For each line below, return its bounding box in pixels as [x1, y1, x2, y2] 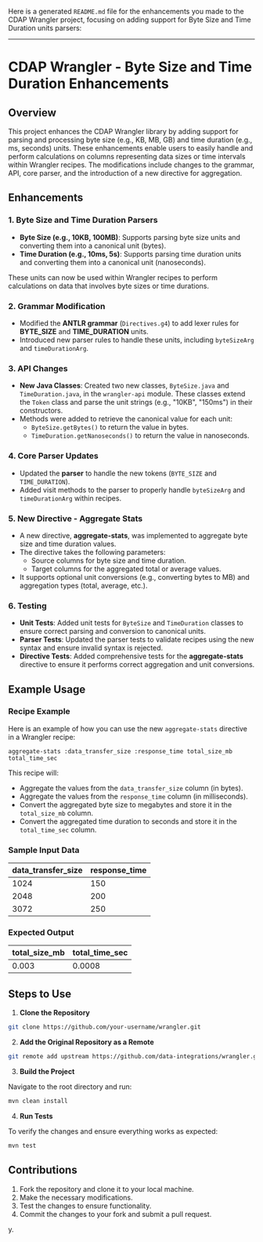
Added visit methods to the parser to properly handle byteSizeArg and [19, 485, 245, 494]
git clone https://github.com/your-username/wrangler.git [8, 1023, 201, 1031]
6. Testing [8, 600, 47, 611]
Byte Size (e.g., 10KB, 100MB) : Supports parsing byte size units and [19, 232, 241, 242]
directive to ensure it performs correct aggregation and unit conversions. [19, 660, 255, 669]
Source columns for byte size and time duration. [31, 555, 186, 565]
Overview [8, 106, 57, 119]
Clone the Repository [19, 1008, 90, 1018]
